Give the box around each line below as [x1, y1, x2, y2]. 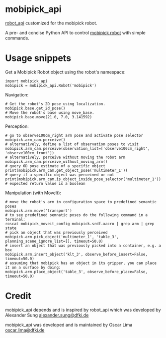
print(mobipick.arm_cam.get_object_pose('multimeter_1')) [5, 168, 128, 173]
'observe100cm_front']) [5, 150, 55, 155]
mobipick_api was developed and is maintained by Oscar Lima [5, 322, 133, 328]
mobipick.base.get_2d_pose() [5, 106, 66, 111]
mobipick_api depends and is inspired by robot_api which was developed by [5, 307, 161, 313]
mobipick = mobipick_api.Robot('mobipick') [5, 83, 97, 88]
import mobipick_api [5, 78, 48, 83]
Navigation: [5, 91, 29, 98]
